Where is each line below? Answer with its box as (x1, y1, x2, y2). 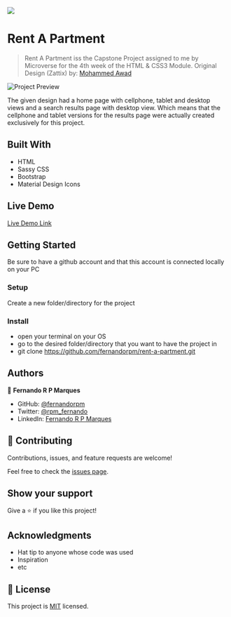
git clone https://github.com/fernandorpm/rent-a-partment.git (17, 347, 196, 355)
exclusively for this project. (7, 118, 85, 126)
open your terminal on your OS (17, 332, 106, 340)
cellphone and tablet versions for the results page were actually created (7, 111, 215, 119)
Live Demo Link (7, 218, 52, 227)
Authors (7, 367, 44, 379)
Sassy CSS (17, 165, 50, 173)
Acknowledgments (7, 529, 92, 541)
